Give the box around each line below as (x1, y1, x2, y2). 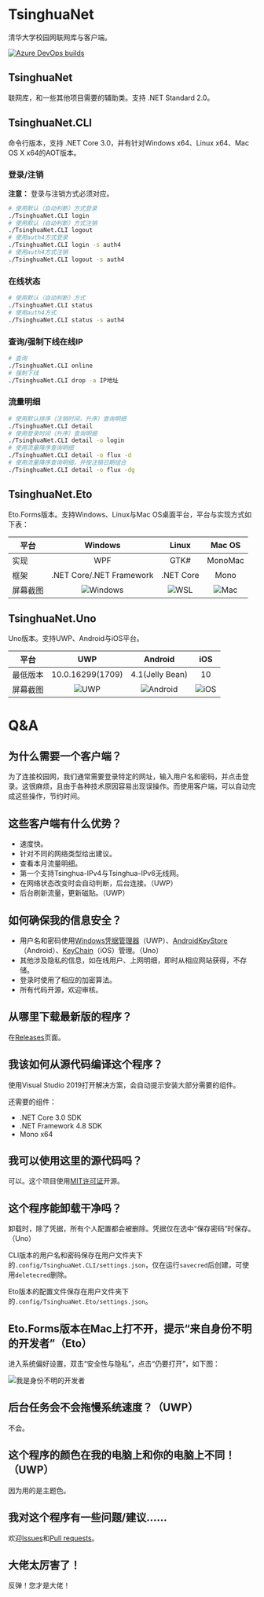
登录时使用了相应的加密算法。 (19, 975, 116, 984)
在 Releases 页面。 (8, 1032, 65, 1042)
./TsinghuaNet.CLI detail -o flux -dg (8, 465, 135, 473)
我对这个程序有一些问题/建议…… (8, 1511, 167, 1525)
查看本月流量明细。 (19, 859, 82, 868)
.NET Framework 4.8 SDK (19, 1120, 103, 1130)
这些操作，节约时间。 (14, 792, 84, 801)
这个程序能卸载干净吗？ (8, 1201, 122, 1215)
